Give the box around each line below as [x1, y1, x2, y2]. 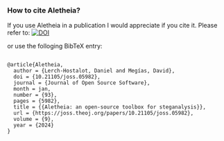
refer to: [7, 28, 31, 37]
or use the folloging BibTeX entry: [7, 42, 103, 50]
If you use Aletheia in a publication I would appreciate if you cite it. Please [7, 21, 218, 30]
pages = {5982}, [13, 97, 60, 105]
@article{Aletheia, [7, 62, 64, 68]
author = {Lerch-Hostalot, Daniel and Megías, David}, [13, 68, 175, 75]
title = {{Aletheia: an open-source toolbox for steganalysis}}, [13, 104, 207, 111]
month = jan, [13, 86, 51, 93]
